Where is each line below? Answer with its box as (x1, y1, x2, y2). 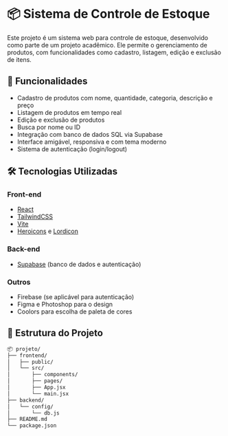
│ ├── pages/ (7, 378, 63, 384)
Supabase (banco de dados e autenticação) (16, 260, 141, 268)
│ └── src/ (7, 364, 45, 372)
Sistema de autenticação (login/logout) (16, 144, 128, 153)
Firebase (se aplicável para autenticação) (16, 293, 135, 301)
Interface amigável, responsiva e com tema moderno (16, 138, 167, 146)
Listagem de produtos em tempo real (16, 108, 122, 116)
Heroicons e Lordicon (16, 227, 79, 235)
